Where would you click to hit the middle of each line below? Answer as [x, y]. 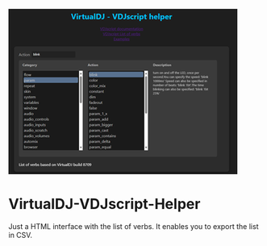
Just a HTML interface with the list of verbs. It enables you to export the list [133, 226]
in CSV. [21, 235]
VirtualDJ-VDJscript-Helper [104, 204]
